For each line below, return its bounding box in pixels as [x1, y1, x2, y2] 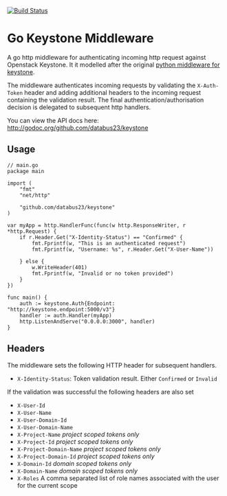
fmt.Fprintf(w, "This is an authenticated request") [32, 240, 186, 247]
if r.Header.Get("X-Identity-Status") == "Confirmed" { [19, 234, 184, 240]
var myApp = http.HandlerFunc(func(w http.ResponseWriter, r [7, 222, 186, 229]
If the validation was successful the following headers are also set [7, 387, 194, 396]
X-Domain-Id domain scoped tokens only [17, 459, 132, 467]
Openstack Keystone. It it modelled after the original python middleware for [7, 60, 220, 69]
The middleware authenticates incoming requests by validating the [7, 81, 196, 89]
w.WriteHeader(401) [32, 264, 88, 271]
